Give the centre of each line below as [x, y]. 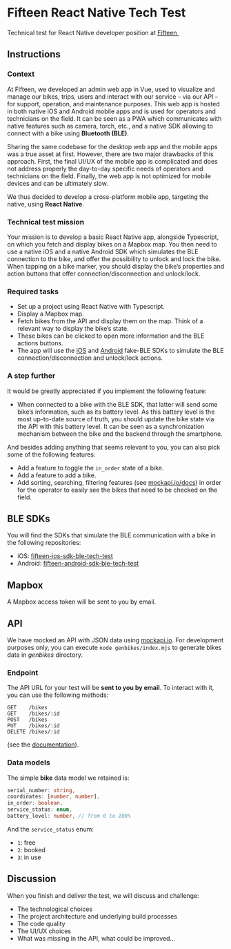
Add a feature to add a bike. [57, 475]
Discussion [32, 879]
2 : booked [31, 850]
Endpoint [23, 673]
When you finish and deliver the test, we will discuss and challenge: [103, 895]
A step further [31, 376]
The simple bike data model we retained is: [68, 778]
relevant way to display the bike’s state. [73, 329]
